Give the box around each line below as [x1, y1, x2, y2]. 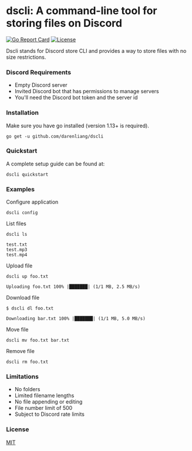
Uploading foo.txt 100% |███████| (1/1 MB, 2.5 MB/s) [6, 284, 141, 290]
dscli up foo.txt [6, 274, 49, 280]
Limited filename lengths [14, 392, 75, 399]
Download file [6, 294, 40, 301]
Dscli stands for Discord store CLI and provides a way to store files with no [6, 47, 187, 54]
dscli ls [6, 232, 28, 238]
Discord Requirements [6, 68, 72, 76]
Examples [6, 185, 35, 193]
